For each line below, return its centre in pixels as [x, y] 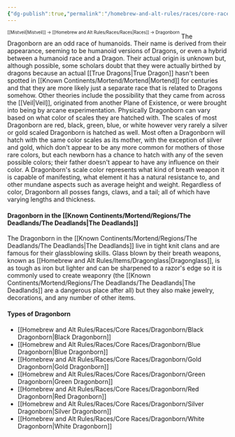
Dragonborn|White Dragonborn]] [65, 426]
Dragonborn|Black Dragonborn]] [64, 337]
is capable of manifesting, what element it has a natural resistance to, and [114, 177]
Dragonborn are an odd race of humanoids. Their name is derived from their [117, 43]
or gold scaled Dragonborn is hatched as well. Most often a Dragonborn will [116, 133]
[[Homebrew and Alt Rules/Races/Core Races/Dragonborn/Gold [109, 359]
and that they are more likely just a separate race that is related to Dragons [115, 88]
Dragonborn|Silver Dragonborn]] [64, 411]
